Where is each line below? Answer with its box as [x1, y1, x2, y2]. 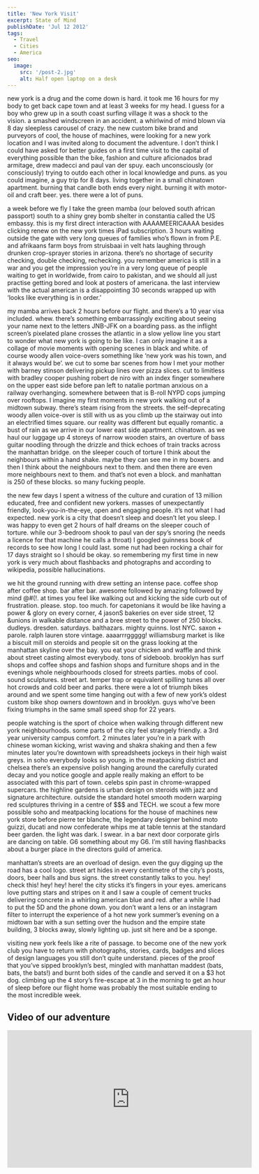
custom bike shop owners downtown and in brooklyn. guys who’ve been [7, 698, 216, 706]
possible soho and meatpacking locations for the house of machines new [7, 808, 218, 816]
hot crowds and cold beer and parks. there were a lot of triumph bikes [7, 683, 209, 692]
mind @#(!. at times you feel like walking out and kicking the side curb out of [7, 594, 228, 602]
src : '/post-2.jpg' [20, 68, 77, 75]
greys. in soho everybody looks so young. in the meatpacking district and [7, 756, 219, 764]
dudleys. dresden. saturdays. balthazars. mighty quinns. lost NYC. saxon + [7, 623, 222, 632]
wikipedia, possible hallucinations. [7, 565, 106, 574]
